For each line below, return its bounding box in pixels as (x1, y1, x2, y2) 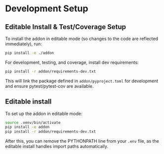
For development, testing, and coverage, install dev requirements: (5, 59, 139, 65)
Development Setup (5, 3, 88, 14)
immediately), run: (5, 41, 42, 47)
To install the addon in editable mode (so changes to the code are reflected (5, 36, 158, 41)
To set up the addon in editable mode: (5, 111, 82, 116)
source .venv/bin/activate (5, 120, 61, 125)
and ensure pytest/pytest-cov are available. (5, 83, 94, 89)
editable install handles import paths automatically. (5, 144, 109, 150)
